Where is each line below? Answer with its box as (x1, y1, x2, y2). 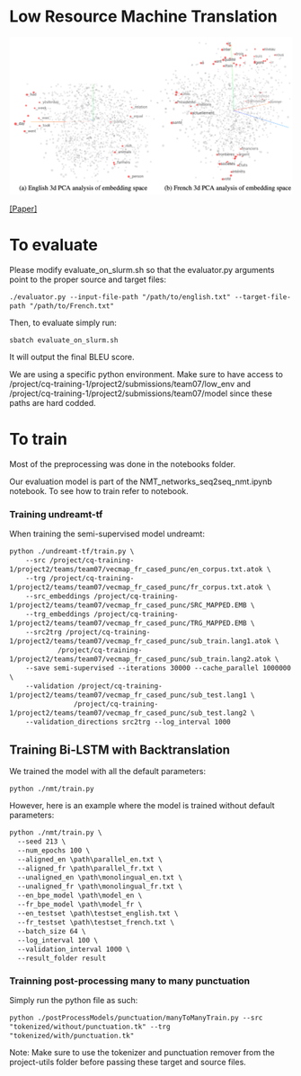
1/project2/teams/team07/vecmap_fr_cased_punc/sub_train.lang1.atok (9, 637, 271, 646)
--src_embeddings (25, 592, 91, 601)
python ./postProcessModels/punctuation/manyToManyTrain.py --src (9, 1013, 263, 1023)
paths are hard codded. (9, 397, 96, 408)
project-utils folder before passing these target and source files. (9, 1057, 247, 1068)
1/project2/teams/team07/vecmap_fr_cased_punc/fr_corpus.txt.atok (9, 583, 263, 592)
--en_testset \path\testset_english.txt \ (17, 909, 179, 918)
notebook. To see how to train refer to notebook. (9, 485, 189, 496)
